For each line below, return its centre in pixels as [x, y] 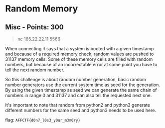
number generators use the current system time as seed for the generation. [83, 85]
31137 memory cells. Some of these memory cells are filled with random [79, 59]
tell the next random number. [35, 70]
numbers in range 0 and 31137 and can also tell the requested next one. [79, 95]
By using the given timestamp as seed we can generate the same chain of [81, 90]
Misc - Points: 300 [34, 27]
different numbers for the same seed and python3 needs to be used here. [81, 110]
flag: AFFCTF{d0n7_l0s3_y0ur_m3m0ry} [43, 120]
